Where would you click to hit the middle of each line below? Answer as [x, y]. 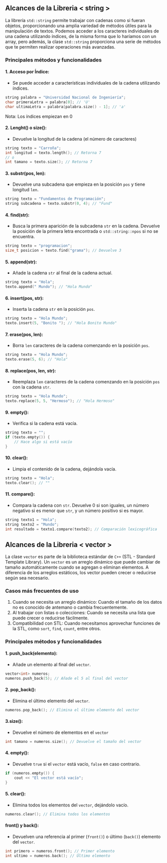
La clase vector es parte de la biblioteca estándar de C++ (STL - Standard [80, 557]
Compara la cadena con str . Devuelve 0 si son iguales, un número [81, 505]
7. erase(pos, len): [24, 334]
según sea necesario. [27, 578]
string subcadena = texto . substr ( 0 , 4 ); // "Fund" [59, 204]
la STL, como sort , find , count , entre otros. [57, 628]
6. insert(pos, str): [24, 298]
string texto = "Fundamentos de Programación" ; [56, 199]
